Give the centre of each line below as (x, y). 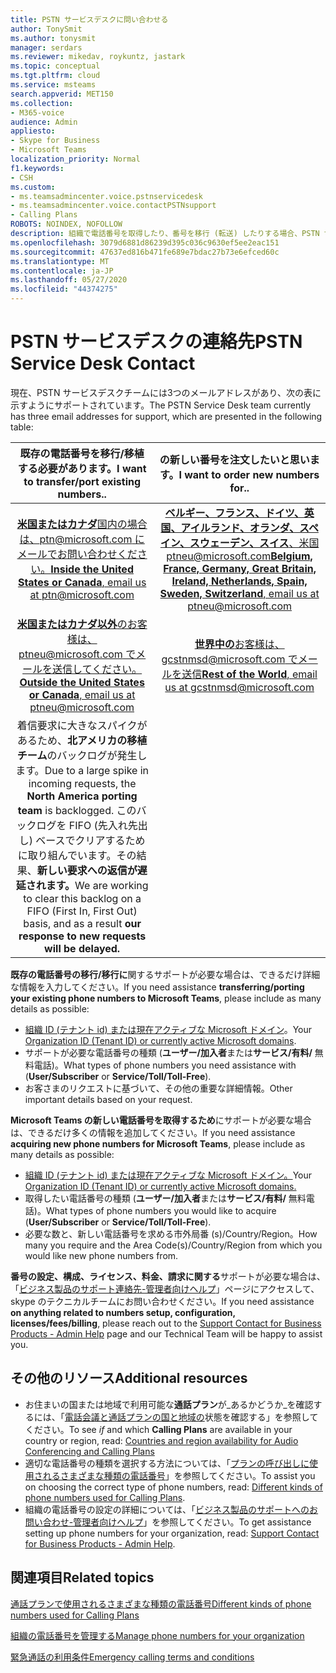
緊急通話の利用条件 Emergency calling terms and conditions (132, 1657)
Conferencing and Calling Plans (89, 1451)
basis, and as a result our (82, 923)
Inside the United (92, 569)
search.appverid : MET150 (62, 94)
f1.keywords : (37, 168)
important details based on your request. (108, 1099)
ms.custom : (33, 187)
